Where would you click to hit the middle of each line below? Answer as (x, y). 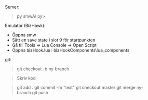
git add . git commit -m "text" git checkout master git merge (76, 87)
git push (40, 93)
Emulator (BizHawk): (25, 25)
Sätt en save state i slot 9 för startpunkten (54, 40)
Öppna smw (24, 35)
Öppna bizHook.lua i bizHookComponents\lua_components (71, 50)
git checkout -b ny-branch (43, 69)
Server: (12, 7)
